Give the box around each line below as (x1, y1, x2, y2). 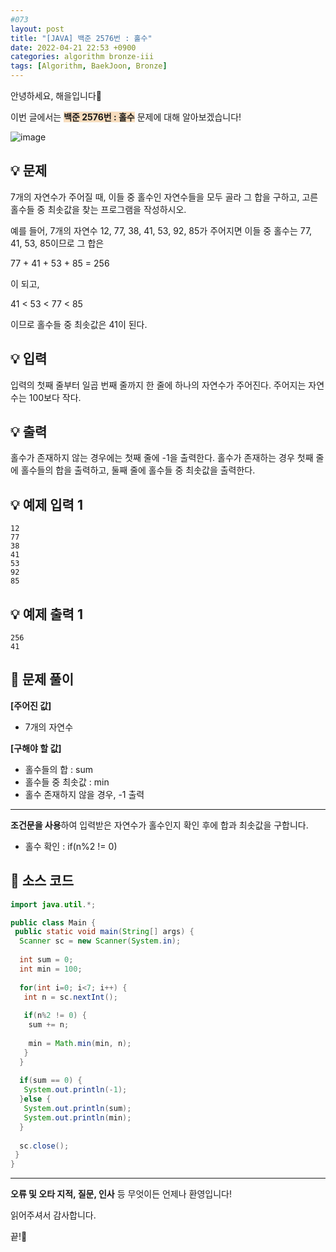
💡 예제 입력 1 (10, 496, 83, 513)
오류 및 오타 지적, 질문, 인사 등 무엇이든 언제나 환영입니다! (10, 1188, 232, 1200)
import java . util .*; (10, 899, 97, 910)
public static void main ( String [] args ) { (14, 927, 195, 937)
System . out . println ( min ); (23, 1112, 132, 1123)
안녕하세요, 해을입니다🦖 (10, 90, 102, 101)
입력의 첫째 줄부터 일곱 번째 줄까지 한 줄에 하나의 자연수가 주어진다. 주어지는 (10, 379, 307, 391)
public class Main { (10, 917, 97, 928)
